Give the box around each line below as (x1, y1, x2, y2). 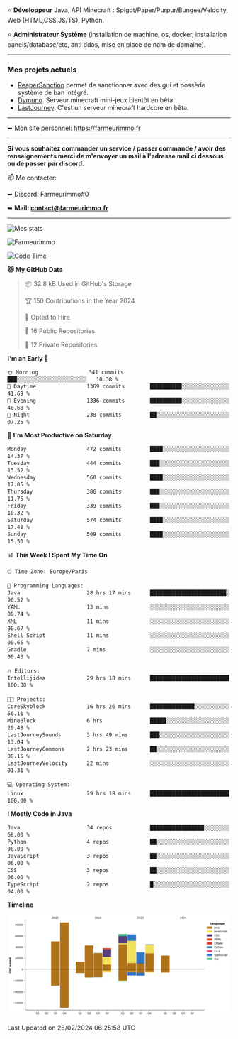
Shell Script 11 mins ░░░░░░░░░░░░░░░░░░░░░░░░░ (7, 632, 230, 639)
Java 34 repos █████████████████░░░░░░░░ (7, 825, 230, 832)
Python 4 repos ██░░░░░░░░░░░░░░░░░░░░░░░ (7, 839, 230, 846)
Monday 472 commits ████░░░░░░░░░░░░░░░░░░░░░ (7, 446, 230, 453)
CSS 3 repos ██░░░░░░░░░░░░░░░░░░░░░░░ (7, 867, 230, 874)
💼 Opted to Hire (24, 313, 71, 322)
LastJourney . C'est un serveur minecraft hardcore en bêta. (17, 104, 189, 112)
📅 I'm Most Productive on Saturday (7, 431, 112, 440)
